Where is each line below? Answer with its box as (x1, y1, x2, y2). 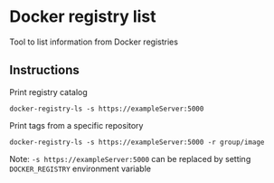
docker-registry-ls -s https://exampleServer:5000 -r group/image (9, 138, 265, 147)
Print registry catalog (9, 86, 88, 97)
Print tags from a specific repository (9, 120, 144, 130)
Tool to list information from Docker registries (9, 36, 179, 47)
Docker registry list (9, 6, 156, 27)
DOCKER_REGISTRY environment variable (9, 163, 152, 174)
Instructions (9, 63, 80, 78)
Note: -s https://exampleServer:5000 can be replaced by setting (9, 153, 251, 164)
